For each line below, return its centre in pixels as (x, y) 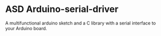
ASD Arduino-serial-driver (62, 9)
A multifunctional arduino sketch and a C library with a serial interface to (80, 23)
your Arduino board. (26, 28)
